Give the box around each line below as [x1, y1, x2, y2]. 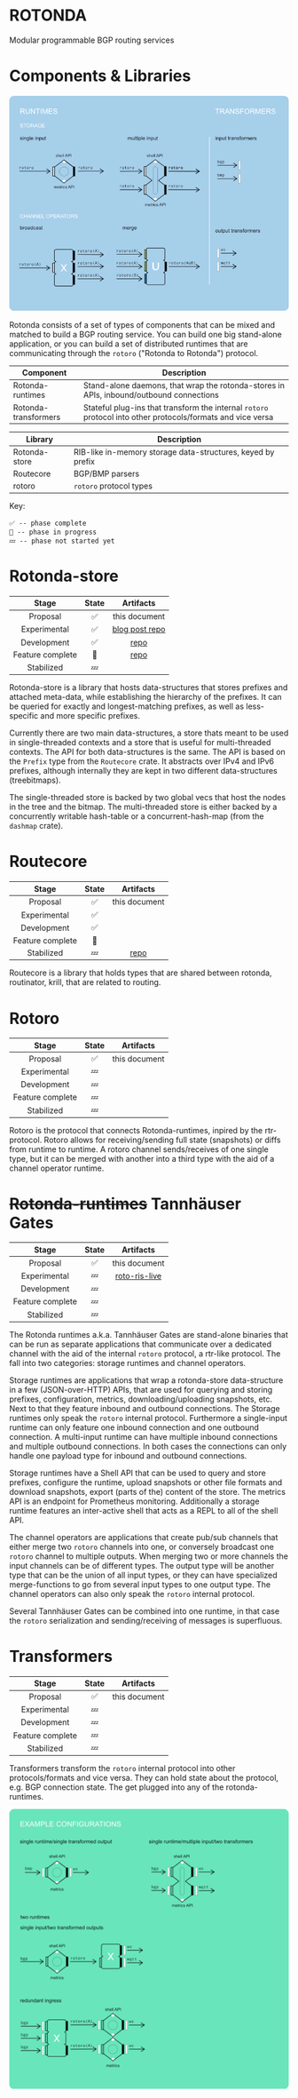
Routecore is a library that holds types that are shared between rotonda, [9, 967, 272, 978]
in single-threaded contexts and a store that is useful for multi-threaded [9, 737, 271, 748]
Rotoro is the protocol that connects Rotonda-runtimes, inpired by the [9, 1124, 263, 1135]
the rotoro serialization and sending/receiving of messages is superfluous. [9, 1615, 283, 1625]
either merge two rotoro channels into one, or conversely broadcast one [9, 1541, 275, 1552]
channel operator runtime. [9, 1163, 105, 1173]
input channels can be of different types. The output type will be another [9, 1560, 275, 1570]
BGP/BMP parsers [74, 468, 140, 480]
